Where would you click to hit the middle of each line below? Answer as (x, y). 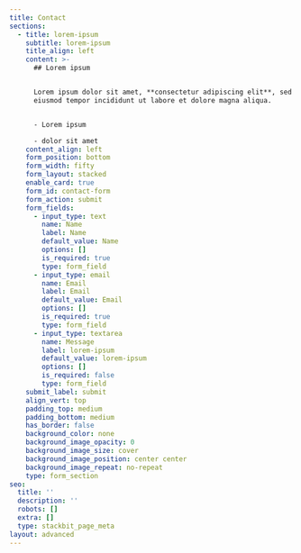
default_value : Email (82, 300)
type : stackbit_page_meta (66, 526)
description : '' (48, 501)
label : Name (64, 233)
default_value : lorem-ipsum (94, 358)
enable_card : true (60, 183)
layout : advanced (42, 534)
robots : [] (38, 510)
